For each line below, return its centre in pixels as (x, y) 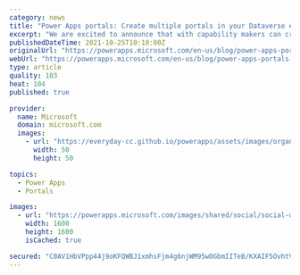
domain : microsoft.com (59, 125)
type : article (36, 68)
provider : (28, 108)
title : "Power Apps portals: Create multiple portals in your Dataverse (147, 26)
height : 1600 (50, 232)
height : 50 (53, 158)
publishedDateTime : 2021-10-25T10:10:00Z (87, 42)
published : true (39, 92)
